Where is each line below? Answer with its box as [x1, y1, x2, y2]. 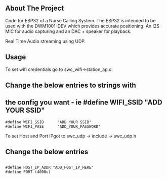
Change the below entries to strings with [5, 81, 137, 90]
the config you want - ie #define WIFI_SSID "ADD [5, 98, 162, 107]
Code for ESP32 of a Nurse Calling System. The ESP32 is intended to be [5, 17, 156, 23]
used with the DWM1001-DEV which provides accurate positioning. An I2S [5, 23, 160, 29]
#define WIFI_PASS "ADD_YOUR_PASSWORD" [5, 124, 101, 129]
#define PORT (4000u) [5, 169, 51, 174]
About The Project [5, 4, 64, 13]
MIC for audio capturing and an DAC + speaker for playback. [5, 28, 132, 34]
